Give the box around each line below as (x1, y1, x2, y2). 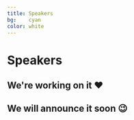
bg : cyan (7, 16, 41, 23)
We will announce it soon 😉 (7, 103, 128, 115)
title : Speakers (7, 10, 53, 17)
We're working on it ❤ (7, 80, 104, 91)
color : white (7, 23, 44, 29)
